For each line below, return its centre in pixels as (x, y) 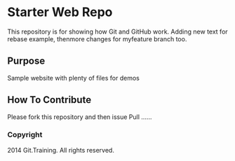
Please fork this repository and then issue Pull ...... (80, 117)
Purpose (26, 61)
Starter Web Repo (60, 12)
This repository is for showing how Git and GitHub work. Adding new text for (117, 31)
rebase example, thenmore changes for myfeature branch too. (97, 38)
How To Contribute (49, 100)
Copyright (25, 135)
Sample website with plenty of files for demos (74, 78)
